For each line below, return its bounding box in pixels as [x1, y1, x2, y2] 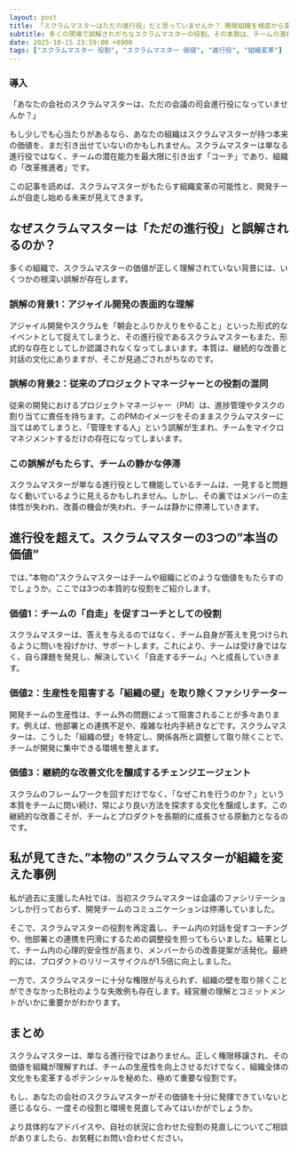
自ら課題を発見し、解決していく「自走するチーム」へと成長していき [24, 651, 273, 662]
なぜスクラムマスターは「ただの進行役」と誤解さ [9, 220, 278, 236]
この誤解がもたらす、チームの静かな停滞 [9, 457, 181, 469]
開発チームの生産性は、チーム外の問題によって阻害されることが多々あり [9, 708, 273, 720]
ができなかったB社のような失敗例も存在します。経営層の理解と [9, 986, 239, 996]
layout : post [9, 12, 58, 22]
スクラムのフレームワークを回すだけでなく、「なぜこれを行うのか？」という [9, 788, 286, 799]
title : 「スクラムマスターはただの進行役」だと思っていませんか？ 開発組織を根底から [9, 21, 285, 30]
